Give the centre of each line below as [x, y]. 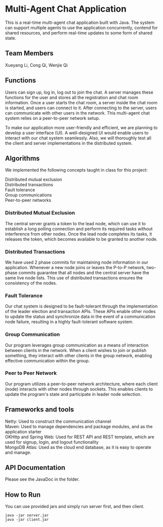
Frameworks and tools [40, 410]
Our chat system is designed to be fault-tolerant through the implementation [81, 306]
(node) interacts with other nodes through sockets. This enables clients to [79, 389]
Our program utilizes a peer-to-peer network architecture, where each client [81, 384]
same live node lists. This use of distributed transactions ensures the [74, 278]
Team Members [29, 53]
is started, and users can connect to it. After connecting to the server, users [81, 108]
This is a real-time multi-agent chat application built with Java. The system [80, 22]
